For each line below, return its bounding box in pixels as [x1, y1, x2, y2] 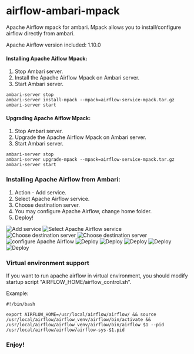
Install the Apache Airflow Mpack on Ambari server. [14, 74, 140, 81]
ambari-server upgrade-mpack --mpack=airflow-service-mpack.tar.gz [6, 157, 175, 163]
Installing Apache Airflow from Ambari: [6, 176, 121, 184]
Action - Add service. [14, 188, 66, 196]
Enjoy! [6, 340, 25, 349]
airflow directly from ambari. [6, 29, 75, 37]
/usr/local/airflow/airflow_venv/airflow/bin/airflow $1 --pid [6, 322, 165, 327]
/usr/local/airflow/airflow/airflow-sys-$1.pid [6, 327, 125, 333]
